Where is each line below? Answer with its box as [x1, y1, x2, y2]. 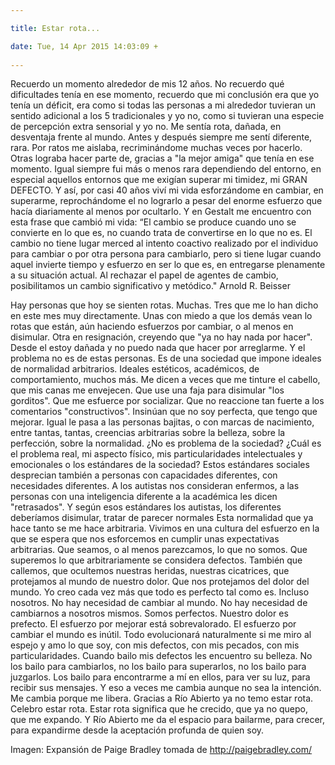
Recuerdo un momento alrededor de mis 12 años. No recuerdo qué [10, 78, 285, 90]
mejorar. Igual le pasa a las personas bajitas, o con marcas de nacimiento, [10, 416, 315, 428]
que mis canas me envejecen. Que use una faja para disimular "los [10, 384, 285, 396]
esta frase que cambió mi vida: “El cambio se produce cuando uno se [10, 216, 297, 228]
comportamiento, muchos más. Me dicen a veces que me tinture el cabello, [10, 374, 321, 386]
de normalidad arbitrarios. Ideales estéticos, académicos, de [10, 363, 260, 375]
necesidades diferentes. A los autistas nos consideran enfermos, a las [10, 480, 300, 492]
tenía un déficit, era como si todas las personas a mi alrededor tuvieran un [10, 99, 317, 111]
